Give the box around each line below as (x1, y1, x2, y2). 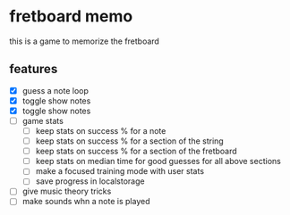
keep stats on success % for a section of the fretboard (35, 145, 237, 157)
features (9, 62, 58, 77)
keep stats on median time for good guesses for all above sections (35, 156, 282, 167)
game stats (21, 115, 64, 126)
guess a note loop (21, 85, 90, 95)
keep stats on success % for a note (35, 126, 166, 136)
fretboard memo (9, 6, 133, 27)
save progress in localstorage (35, 176, 145, 186)
